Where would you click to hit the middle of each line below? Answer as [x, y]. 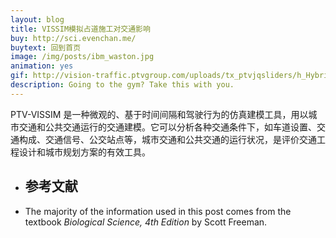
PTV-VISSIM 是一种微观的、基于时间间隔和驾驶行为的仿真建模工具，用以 [159, 114]
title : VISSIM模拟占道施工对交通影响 [80, 29]
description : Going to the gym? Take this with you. [122, 85]
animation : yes [42, 66]
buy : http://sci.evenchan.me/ [73, 38]
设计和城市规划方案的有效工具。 [84, 152]
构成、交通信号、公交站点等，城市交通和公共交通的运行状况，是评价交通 [167, 139]
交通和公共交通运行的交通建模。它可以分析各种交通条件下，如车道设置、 [167, 127]
